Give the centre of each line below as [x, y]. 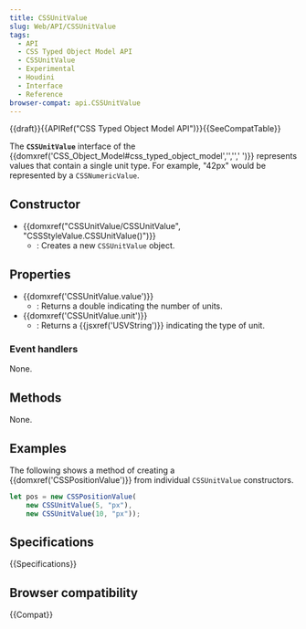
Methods [36, 398]
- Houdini [36, 78]
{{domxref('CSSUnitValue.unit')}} [85, 315]
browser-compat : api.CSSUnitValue [75, 103]
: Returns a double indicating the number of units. [130, 306]
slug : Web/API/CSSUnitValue [63, 26]
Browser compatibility [74, 593]
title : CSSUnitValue [49, 18]
